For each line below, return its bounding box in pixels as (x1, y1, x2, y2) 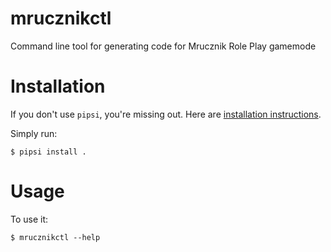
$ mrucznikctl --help (10, 232, 101, 242)
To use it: (10, 213, 49, 225)
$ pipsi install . (10, 147, 87, 157)
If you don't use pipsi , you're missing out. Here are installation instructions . (10, 108, 322, 120)
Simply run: (10, 127, 58, 139)
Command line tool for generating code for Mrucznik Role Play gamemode (10, 40, 317, 52)
